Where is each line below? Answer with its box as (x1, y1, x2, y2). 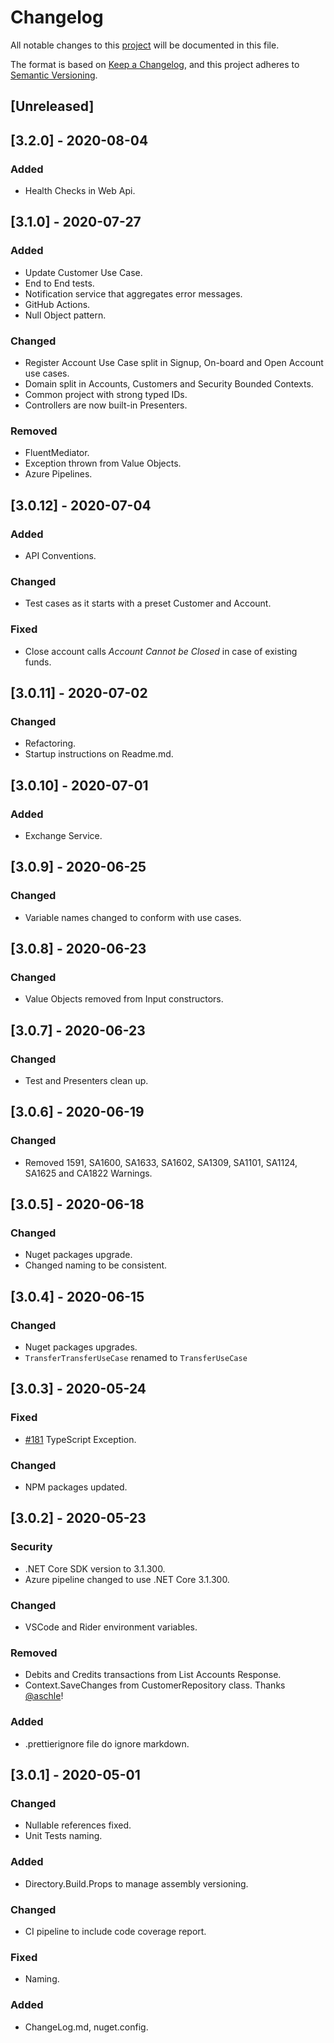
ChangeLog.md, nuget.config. (24, 2021, 149, 2033)
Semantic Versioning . (10, 69, 98, 81)
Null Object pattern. (24, 309, 107, 321)
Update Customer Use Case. (24, 266, 143, 278)
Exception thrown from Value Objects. (24, 457, 182, 470)
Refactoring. (24, 737, 77, 750)
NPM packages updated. (24, 1481, 128, 1493)
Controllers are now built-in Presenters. (24, 399, 188, 411)
